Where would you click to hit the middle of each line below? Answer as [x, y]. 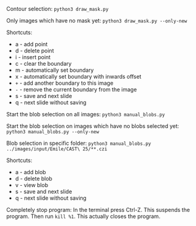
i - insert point [33, 57]
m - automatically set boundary [54, 70]
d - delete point [34, 51]
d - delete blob [34, 178]
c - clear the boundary [43, 64]
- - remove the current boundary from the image [76, 90]
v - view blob [32, 185]
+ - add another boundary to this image [64, 83]
